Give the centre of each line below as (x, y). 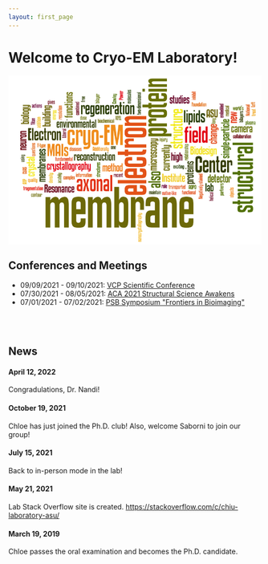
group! (19, 434)
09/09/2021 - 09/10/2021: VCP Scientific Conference (107, 285)
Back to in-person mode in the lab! (65, 470)
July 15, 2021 (30, 452)
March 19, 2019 (34, 534)
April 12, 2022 (32, 371)
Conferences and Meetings (78, 266)
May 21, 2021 (31, 489)
